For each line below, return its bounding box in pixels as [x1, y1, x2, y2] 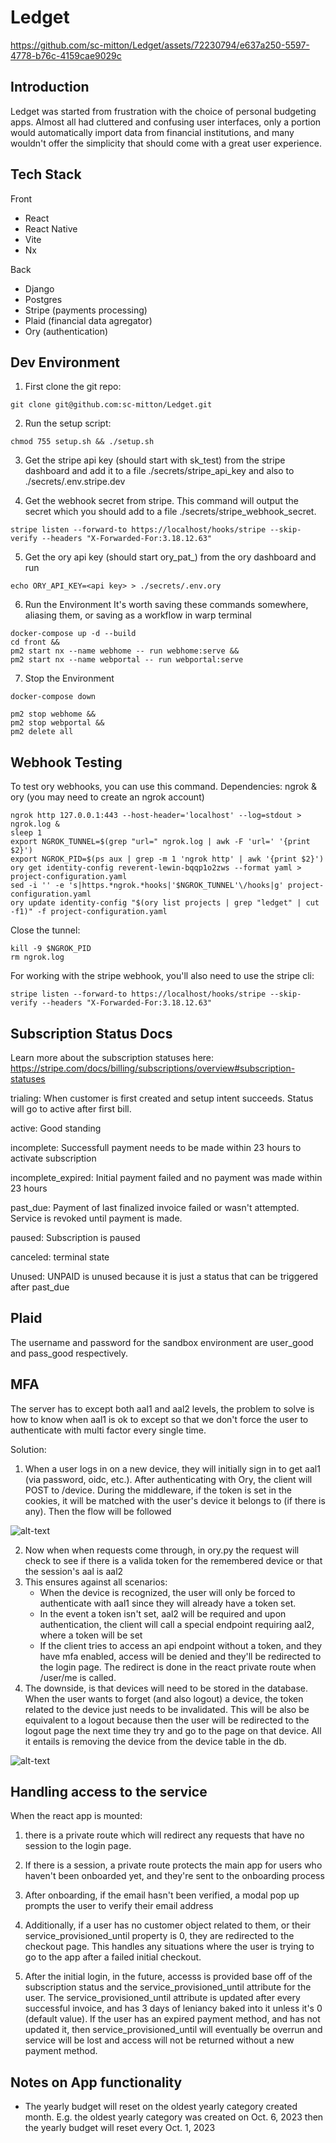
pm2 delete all [10, 727, 74, 737]
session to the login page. [24, 1840, 132, 1852]
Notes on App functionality [10, 2074, 183, 2091]
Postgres [24, 293, 63, 305]
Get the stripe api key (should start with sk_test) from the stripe [24, 454, 286, 466]
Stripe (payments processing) [24, 304, 148, 316]
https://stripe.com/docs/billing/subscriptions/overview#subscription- [10, 1062, 296, 1074]
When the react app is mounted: [10, 1810, 143, 1822]
